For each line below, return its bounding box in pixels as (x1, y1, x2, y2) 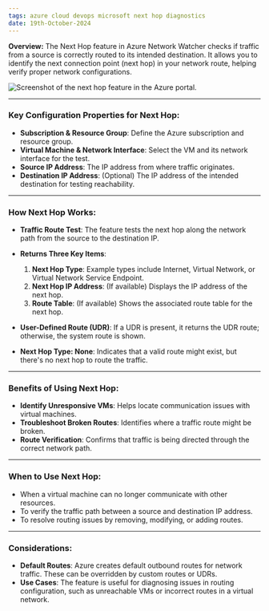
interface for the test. (19, 153, 90, 163)
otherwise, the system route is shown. (19, 331, 146, 341)
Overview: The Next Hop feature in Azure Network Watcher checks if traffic (8, 41, 260, 51)
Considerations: (8, 542, 73, 553)
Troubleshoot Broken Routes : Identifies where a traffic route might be (19, 418, 252, 427)
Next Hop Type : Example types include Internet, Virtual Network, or (31, 265, 255, 274)
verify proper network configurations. (8, 67, 132, 76)
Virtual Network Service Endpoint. (31, 273, 144, 283)
